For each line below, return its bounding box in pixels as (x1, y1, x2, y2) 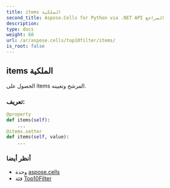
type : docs (6, 26, 34, 32)
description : (6, 20, 40, 26)
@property (6, 111, 32, 117)
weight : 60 (6, 32, 34, 38)
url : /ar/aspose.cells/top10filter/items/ (6, 37, 116, 43)
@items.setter (6, 128, 43, 135)
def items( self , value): (6, 134, 69, 140)
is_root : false (6, 43, 45, 50)
